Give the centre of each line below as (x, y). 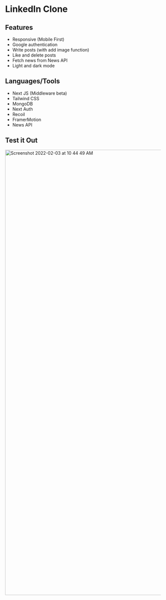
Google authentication (35, 45)
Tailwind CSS (26, 98)
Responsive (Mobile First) (38, 39)
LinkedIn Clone (37, 9)
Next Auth (22, 109)
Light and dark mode (34, 66)
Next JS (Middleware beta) (40, 93)
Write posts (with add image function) (51, 50)
